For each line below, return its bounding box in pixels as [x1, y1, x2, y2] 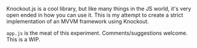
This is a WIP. [6, 36, 41, 43]
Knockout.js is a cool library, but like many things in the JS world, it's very [6, 5, 192, 12]
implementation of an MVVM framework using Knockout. [6, 18, 149, 25]
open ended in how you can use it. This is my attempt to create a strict [6, 11, 184, 19]
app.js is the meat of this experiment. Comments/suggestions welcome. [6, 29, 188, 37]
